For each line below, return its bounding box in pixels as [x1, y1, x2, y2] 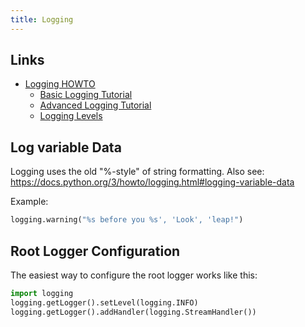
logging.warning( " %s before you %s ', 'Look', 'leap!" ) [10, 215, 244, 225]
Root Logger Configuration [10, 242, 181, 260]
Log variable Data [10, 139, 122, 156]
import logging [10, 288, 74, 298]
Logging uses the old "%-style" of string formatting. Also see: [10, 166, 265, 178]
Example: [10, 196, 49, 208]
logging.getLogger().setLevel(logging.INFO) [10, 297, 199, 308]
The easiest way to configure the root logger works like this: [10, 269, 258, 281]
